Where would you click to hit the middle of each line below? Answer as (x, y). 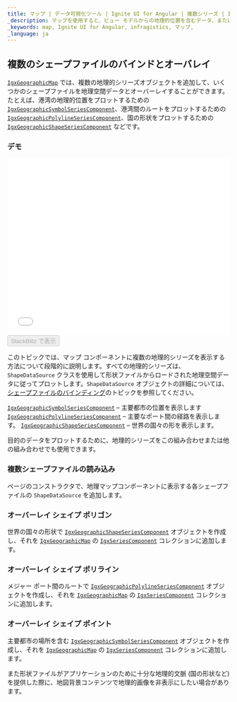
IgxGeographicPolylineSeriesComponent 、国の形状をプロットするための (110, 118)
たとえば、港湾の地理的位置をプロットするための (78, 100)
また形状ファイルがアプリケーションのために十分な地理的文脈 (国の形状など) (119, 673)
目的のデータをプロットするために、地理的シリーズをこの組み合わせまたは (115, 440)
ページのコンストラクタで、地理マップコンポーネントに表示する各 (103, 486)
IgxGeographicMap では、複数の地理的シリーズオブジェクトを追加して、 (110, 83)
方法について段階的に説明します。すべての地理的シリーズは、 (96, 366)
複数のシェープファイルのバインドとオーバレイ (109, 64)
